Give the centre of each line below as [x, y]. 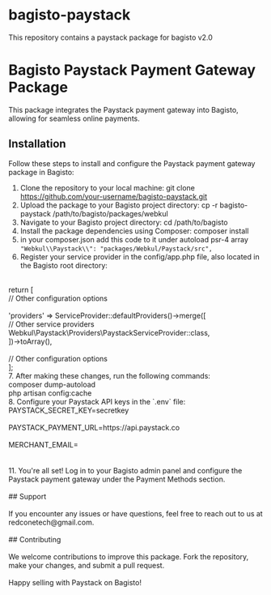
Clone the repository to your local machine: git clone [108, 187]
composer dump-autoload [52, 384]
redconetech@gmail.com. [51, 522]
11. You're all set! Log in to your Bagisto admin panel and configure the [125, 470]
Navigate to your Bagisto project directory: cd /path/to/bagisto [124, 222]
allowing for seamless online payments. [74, 118]
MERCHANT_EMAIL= [43, 444]
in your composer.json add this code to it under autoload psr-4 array [134, 239]
